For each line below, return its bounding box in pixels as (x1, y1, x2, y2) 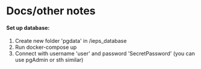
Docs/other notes (6, 4, 96, 18)
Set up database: (6, 24, 50, 31)
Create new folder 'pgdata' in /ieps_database (14, 37, 127, 45)
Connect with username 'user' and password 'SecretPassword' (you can (14, 50, 196, 57)
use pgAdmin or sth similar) (14, 57, 84, 64)
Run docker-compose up (14, 43, 77, 51)
